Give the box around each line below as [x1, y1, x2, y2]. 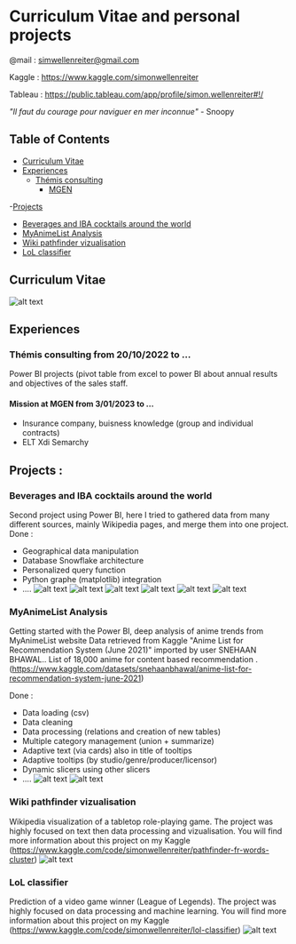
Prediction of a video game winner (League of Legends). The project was [9, 896, 277, 908]
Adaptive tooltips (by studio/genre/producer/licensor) [21, 755, 218, 765]
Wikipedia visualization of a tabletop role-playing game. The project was [9, 816, 273, 827]
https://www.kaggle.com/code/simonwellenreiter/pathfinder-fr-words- [12, 844, 270, 855]
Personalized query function [21, 564, 126, 575]
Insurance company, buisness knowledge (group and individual [21, 418, 254, 428]
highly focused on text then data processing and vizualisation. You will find [9, 825, 283, 836]
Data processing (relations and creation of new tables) [21, 726, 222, 737]
